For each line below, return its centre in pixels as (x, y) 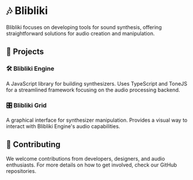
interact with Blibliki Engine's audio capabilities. (63, 126)
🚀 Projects (25, 52)
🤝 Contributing (33, 145)
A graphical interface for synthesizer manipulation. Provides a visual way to (97, 120)
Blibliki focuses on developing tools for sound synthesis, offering (84, 27)
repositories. (21, 171)
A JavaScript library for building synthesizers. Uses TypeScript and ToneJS (97, 83)
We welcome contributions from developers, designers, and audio (86, 158)
